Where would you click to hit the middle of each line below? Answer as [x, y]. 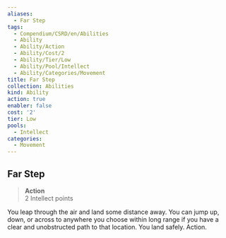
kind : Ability [28, 93]
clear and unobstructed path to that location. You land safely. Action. [107, 227]
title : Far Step [31, 79]
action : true [26, 100]
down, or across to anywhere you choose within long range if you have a [113, 219]
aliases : [20, 14]
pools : [17, 125]
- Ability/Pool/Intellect [52, 66]
